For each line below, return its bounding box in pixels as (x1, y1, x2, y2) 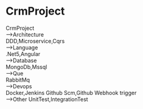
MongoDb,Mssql (5, 63, 47, 71)
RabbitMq (5, 76, 30, 83)
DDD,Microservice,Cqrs (5, 37, 65, 44)
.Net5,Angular (5, 50, 41, 57)
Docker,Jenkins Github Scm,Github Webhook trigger (5, 89, 137, 96)
